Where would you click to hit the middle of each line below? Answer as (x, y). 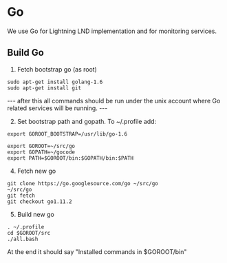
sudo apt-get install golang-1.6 (55, 82)
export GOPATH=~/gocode (41, 152)
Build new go (36, 214)
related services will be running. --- (57, 108)
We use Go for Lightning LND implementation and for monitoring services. (112, 31)
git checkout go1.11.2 (40, 201)
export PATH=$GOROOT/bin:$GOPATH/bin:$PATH (71, 158)
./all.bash (23, 239)
